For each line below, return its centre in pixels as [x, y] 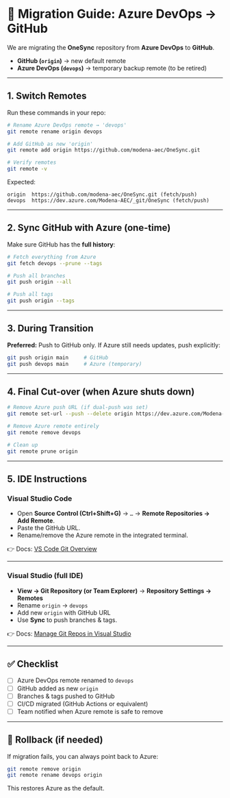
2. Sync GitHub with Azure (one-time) [89, 228]
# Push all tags [30, 295]
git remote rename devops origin [55, 775]
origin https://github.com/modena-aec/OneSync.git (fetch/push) [102, 195]
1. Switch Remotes [47, 96]
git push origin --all [39, 282]
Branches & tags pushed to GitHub [66, 696]
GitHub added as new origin [57, 688]
